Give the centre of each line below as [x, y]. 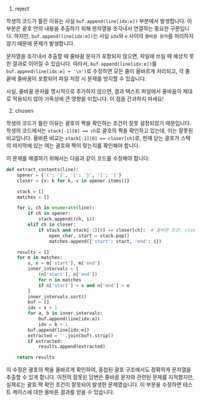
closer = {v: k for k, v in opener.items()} [73, 181]
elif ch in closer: [52, 224]
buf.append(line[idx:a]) [69, 319]
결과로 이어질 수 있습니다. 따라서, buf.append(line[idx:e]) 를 [85, 63]
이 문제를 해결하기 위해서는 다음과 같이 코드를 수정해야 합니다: [78, 158]
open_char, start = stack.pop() [89, 236]
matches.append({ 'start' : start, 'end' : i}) [105, 241]
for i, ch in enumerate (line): [56, 208]
